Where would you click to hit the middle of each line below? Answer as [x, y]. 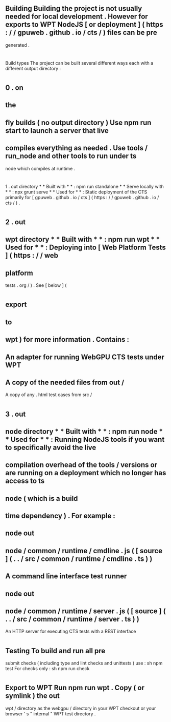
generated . [17, 45]
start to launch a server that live [57, 131]
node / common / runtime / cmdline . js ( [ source [84, 551]
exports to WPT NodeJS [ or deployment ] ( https [84, 25]
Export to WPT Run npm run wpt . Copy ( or [75, 688]
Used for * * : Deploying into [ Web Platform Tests [86, 248]
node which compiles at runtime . [40, 168]
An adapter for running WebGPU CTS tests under [85, 357]
